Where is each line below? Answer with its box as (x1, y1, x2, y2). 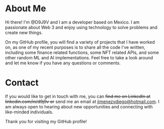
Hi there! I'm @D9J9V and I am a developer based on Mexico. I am (5, 19, 140, 25)
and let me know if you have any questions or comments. (5, 60, 121, 66)
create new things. (5, 29, 43, 35)
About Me (5, 3, 46, 14)
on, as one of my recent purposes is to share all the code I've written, (5, 44, 146, 50)
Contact (5, 77, 39, 88)
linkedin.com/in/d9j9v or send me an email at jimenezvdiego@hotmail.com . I (5, 99, 160, 104)
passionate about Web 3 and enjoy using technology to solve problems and (5, 24, 158, 30)
